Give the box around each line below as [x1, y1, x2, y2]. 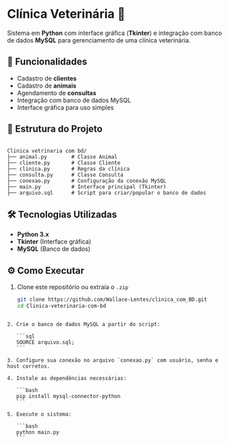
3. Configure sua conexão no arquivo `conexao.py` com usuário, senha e [7, 356, 219, 364]
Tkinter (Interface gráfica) [16, 238, 92, 246]
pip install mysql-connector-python [16, 393, 121, 399]
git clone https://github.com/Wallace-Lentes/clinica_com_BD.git [16, 296, 207, 304]
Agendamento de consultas [16, 88, 97, 97]
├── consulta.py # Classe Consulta [7, 171, 124, 178]
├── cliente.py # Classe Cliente [7, 159, 121, 166]
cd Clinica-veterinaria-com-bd [16, 303, 107, 310]
